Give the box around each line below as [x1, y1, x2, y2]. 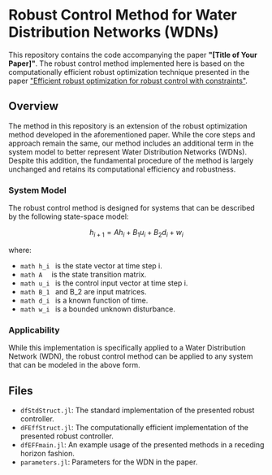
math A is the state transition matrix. [19, 269, 147, 279]
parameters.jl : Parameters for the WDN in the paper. [19, 457, 198, 467]
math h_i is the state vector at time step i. [19, 260, 162, 270]
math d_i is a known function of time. [19, 295, 149, 305]
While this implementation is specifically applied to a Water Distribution [8, 343, 246, 353]
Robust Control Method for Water [8, 6, 238, 24]
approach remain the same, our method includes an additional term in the [8, 138, 254, 148]
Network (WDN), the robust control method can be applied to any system [8, 351, 253, 361]
